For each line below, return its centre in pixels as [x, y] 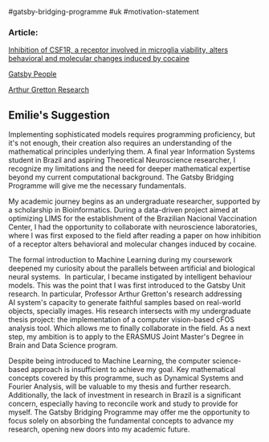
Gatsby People [33, 74]
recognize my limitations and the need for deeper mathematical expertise [129, 169]
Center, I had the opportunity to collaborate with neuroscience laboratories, [133, 227]
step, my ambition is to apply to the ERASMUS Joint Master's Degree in [126, 337]
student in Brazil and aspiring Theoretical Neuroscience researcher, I [122, 160]
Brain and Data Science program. [63, 345]
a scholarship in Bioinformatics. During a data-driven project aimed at [123, 210]
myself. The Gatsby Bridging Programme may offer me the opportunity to [129, 412]
